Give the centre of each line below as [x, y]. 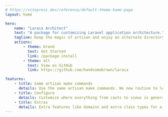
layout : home [19, 14]
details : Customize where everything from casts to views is [83, 97]
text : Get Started [46, 51]
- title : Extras [31, 102]
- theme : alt [37, 60]
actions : [23, 42]
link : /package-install [52, 56]
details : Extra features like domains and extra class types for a [90, 107]
